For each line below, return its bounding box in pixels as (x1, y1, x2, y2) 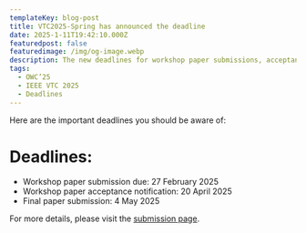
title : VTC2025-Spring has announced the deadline (9, 22, 206, 31)
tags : (9, 65, 30, 74)
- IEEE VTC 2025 (17, 81, 79, 90)
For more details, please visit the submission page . (9, 213, 200, 224)
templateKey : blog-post (9, 13, 100, 23)
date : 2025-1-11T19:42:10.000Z (9, 30, 128, 39)
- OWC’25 (17, 73, 51, 82)
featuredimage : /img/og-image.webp (9, 47, 145, 56)
